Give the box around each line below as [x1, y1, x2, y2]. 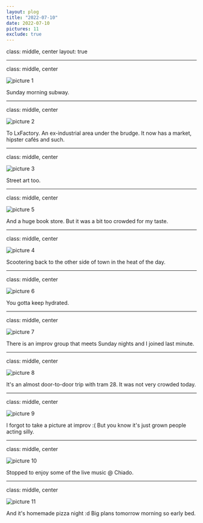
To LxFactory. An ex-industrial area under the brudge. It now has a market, [6, 129, 192, 137]
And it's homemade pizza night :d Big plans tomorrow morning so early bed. [6, 510, 196, 517]
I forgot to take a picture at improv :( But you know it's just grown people [6, 421, 186, 429]
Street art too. [6, 177, 41, 184]
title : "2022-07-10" [6, 15, 59, 21]
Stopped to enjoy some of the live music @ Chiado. [6, 469, 134, 476]
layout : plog [6, 8, 39, 15]
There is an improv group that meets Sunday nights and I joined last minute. [6, 340, 195, 348]
